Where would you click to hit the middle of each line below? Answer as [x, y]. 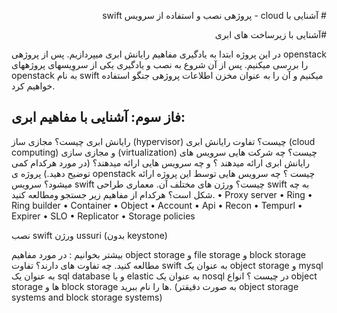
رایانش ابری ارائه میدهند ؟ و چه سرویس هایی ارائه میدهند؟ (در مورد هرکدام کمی [160, 162]
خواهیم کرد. [33, 86]
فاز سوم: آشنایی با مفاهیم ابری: [98, 117]
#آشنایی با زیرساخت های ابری [270, 34]
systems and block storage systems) [87, 297]
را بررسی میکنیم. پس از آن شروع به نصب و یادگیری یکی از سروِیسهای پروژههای [160, 64]
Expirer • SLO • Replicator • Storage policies [103, 216]
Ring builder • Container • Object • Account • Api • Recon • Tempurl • [157, 205]
